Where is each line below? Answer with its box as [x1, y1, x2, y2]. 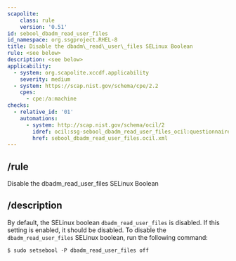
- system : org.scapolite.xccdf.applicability [13, 69, 150, 76]
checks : [7, 102, 30, 109]
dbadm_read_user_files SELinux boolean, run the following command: [7, 233, 209, 241]
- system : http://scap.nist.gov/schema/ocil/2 [25, 121, 165, 129]
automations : [20, 115, 58, 122]
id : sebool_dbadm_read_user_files [7, 30, 109, 37]
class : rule [20, 17, 55, 24]
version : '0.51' [20, 23, 68, 30]
